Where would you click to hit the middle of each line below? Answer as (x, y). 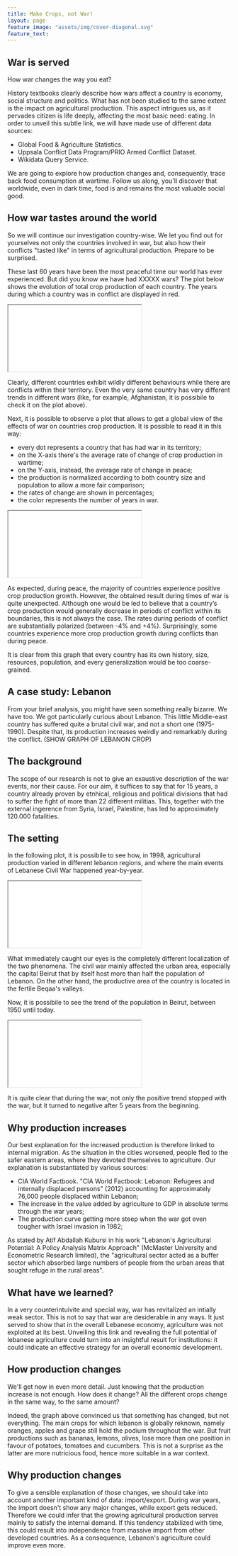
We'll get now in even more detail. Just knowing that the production (106, 1387)
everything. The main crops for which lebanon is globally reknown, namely (116, 1423)
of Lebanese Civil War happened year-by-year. (75, 870)
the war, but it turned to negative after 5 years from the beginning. (104, 1105)
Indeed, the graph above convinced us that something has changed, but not (118, 1415)
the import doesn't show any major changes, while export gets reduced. (113, 1507)
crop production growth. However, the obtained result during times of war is (118, 595)
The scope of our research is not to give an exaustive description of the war (118, 778)
